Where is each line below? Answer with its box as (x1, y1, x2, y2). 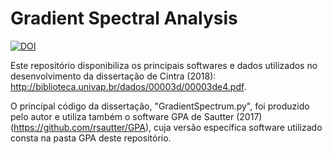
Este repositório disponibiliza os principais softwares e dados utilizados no (10, 59, 318, 71)
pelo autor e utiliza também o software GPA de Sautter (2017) (10, 110, 263, 122)
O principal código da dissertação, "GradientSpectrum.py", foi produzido (10, 100, 310, 112)
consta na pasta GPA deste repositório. (10, 132, 172, 144)
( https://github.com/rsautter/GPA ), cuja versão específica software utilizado (10, 121, 323, 133)
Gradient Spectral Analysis (10, 7, 238, 30)
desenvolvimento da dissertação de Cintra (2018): (10, 70, 217, 82)
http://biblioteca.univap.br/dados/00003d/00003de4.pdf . (10, 80, 247, 92)
